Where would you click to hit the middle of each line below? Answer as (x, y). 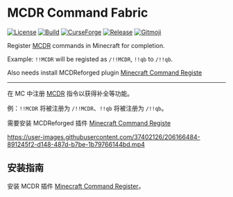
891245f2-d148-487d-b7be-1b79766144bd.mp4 (76, 144)
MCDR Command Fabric (78, 13)
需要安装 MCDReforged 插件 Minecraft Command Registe (89, 123)
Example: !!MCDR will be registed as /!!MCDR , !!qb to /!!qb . (90, 59)
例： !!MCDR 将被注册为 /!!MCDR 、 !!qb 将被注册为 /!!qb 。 (87, 108)
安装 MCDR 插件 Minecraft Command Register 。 (76, 186)
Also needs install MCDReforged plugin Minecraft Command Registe (105, 72)
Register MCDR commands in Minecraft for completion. (86, 45)
